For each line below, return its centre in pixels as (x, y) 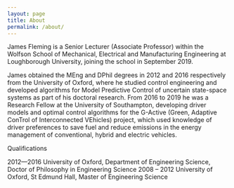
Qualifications (27, 149)
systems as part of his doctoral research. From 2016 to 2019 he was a (108, 98)
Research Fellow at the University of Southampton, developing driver (107, 105)
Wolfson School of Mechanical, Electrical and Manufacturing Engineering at (117, 54)
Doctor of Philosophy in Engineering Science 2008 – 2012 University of (110, 170)
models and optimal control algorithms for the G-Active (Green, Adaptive (112, 112)
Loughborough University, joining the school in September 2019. (100, 62)
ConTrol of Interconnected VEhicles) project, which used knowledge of (110, 120)
